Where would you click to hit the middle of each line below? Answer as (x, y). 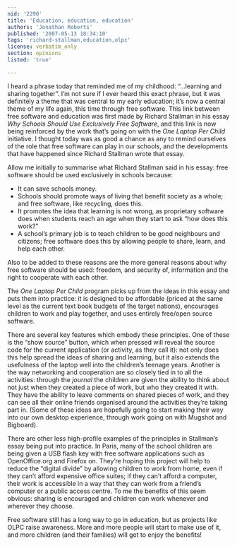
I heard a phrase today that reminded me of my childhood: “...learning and (115, 86)
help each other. (41, 249)
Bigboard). (23, 425)
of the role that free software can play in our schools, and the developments (117, 146)
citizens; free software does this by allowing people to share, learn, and (121, 241)
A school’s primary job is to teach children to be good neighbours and (119, 233)
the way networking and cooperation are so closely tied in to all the (105, 372)
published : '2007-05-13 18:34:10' (58, 34)
